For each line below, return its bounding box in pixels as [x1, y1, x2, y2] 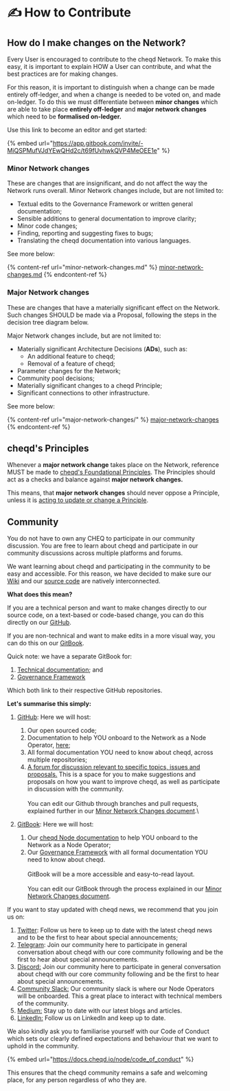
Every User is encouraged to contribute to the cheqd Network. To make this [7, 55, 222, 63]
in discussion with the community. [27, 785, 124, 793]
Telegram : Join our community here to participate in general [16, 941, 187, 949]
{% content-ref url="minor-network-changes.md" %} [7, 263, 158, 271]
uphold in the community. [7, 1042, 79, 1050]
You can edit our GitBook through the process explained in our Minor [27, 885, 222, 893]
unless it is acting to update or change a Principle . [7, 496, 149, 504]
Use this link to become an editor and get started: [7, 126, 148, 134]
